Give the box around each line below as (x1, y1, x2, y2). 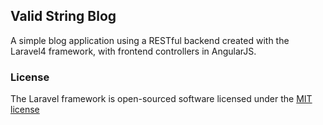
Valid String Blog (10, 8, 117, 25)
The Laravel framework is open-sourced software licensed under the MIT (10, 93, 313, 105)
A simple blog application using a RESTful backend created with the (10, 34, 290, 46)
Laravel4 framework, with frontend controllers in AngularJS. (10, 45, 257, 57)
